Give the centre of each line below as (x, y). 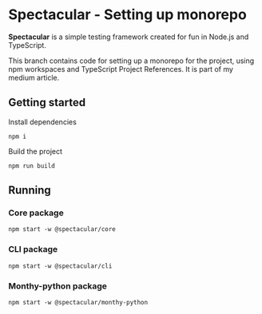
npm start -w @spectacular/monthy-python (78, 303)
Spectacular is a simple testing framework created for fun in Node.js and (129, 37)
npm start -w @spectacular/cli (60, 266)
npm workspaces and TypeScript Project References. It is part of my (121, 69)
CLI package (33, 249)
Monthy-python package (58, 286)
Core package (36, 213)
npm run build (32, 166)
